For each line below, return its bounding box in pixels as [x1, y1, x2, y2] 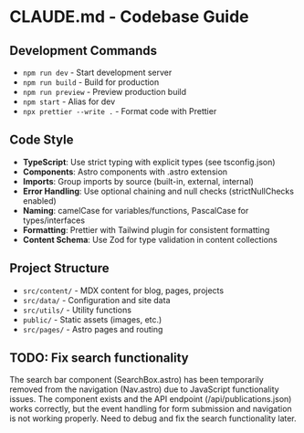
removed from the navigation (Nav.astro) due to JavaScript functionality [9, 384, 280, 395]
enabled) [22, 195, 57, 206]
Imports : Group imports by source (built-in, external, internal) [22, 175, 254, 186]
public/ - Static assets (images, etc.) [22, 313, 162, 325]
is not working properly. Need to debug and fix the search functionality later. [9, 413, 297, 424]
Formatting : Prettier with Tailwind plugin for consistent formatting [22, 224, 270, 235]
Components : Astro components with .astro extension [22, 166, 228, 177]
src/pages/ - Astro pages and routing [22, 323, 163, 334]
